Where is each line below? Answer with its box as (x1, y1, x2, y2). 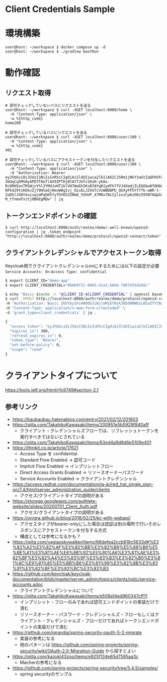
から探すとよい (105, 648, 136, 654)
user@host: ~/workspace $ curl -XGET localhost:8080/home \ (5, 107, 133, 113)
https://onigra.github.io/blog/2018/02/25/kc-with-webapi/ (12, 515, 131, 521)
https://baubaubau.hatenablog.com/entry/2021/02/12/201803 (12, 416, 138, 422)
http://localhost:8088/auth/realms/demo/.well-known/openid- (20, 225, 150, 230)
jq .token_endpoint (40, 229, 81, 234)
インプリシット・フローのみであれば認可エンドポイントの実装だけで (19, 599, 160, 605)
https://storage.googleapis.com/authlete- (12, 498, 97, 504)
